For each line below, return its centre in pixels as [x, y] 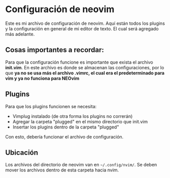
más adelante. [20, 34]
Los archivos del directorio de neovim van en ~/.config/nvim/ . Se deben [81, 165]
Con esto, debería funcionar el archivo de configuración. [64, 137]
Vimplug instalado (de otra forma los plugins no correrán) [73, 116]
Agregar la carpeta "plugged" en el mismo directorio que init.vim [80, 121]
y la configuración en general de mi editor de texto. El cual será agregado [82, 28]
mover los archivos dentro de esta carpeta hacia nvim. [62, 170]
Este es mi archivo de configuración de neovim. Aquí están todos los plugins [85, 23]
